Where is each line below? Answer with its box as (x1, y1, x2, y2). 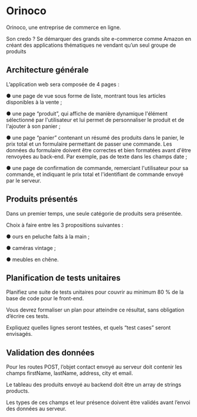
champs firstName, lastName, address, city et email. (6, 370, 133, 377)
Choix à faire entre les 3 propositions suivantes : (6, 221, 124, 229)
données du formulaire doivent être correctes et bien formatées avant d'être (6, 146, 192, 153)
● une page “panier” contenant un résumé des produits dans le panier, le (6, 134, 185, 141)
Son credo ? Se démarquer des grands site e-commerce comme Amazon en (6, 35, 192, 42)
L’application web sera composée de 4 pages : (6, 81, 120, 88)
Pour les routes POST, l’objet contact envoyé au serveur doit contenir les (6, 363, 183, 371)
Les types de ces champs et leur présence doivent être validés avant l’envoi (6, 399, 191, 406)
